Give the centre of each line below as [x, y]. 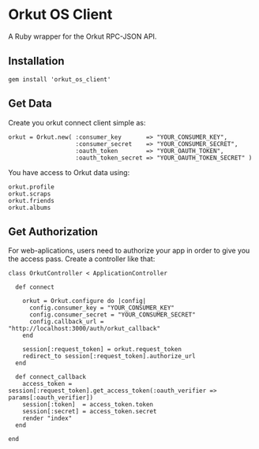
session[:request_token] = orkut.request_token [102, 350]
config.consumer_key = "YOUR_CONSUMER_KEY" [102, 308]
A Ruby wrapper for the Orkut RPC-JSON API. [83, 36]
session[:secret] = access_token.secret [90, 412]
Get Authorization [53, 232]
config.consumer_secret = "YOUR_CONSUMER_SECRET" [112, 315]
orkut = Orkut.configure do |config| [84, 301]
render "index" [47, 419]
